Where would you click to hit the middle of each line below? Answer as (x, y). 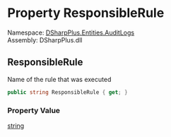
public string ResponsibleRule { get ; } (68, 92)
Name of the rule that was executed (59, 79)
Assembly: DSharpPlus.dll (45, 40)
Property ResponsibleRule (86, 13)
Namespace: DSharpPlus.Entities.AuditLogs (71, 32)
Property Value (34, 110)
